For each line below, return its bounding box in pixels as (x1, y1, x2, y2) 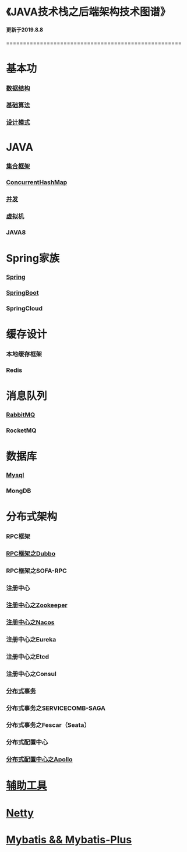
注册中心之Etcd (6, 653, 50, 661)
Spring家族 (6, 252, 60, 265)
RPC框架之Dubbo (6, 550, 56, 558)
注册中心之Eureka (6, 635, 57, 643)
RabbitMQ (6, 411, 36, 419)
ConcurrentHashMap (6, 178, 68, 187)
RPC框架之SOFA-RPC (6, 567, 67, 575)
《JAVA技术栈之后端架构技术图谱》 (6, 5, 171, 19)
